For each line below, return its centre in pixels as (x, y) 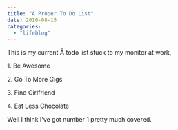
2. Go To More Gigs (35, 80)
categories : (24, 26)
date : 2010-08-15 (32, 20)
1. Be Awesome (29, 66)
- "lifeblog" (32, 33)
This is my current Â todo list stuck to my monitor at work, (89, 53)
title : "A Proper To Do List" (51, 13)
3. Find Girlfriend (31, 93)
